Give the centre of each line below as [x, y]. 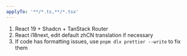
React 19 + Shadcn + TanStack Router [62, 29]
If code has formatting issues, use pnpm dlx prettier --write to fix [98, 41]
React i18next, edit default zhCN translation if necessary [84, 35]
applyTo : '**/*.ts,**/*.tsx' [42, 12]
